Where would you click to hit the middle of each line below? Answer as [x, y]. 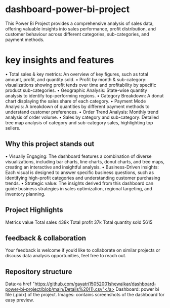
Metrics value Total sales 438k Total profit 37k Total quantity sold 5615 [79, 222]
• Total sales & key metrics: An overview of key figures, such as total [77, 74]
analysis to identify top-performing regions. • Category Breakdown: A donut [84, 95]
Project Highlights [34, 210]
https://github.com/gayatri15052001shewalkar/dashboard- [95, 284]
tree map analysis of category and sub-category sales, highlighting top [79, 122]
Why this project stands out [50, 144]
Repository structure [39, 272]
